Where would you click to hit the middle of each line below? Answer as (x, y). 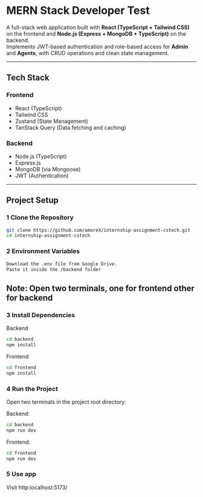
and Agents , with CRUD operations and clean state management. (88, 53)
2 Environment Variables (43, 251)
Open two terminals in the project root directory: (66, 402)
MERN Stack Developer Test (78, 11)
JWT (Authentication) (42, 176)
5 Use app (21, 474)
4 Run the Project (32, 389)
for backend (30, 298)
